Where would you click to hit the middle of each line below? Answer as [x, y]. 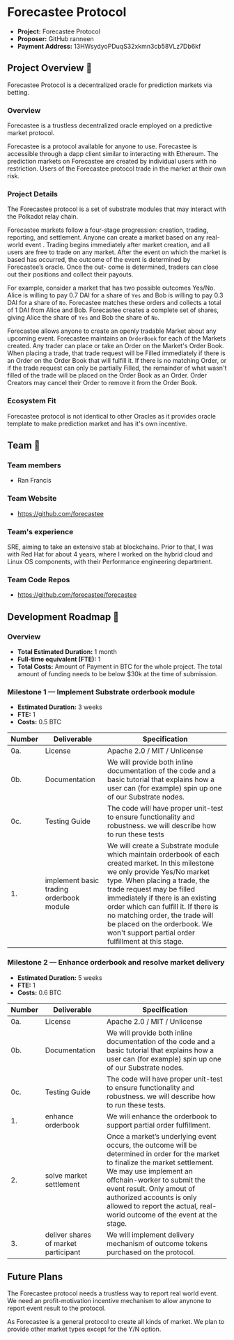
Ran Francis [34, 481]
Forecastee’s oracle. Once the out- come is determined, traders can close [113, 267]
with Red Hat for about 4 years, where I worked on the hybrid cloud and [110, 554]
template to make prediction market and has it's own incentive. [97, 423]
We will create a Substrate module [163, 846]
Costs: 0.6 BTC [39, 992]
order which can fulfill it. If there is [163, 907]
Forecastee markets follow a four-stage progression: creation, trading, [108, 230]
